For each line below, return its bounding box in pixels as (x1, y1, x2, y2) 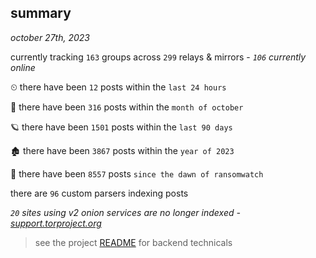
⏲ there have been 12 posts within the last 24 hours (10, 81, 227, 93)
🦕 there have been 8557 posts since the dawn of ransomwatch (10, 167, 264, 180)
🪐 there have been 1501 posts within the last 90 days (10, 121, 233, 133)
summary (10, 5, 72, 22)
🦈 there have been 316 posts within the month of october (10, 101, 244, 113)
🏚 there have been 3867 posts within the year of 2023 (10, 144, 235, 156)
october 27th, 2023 (10, 31, 90, 43)
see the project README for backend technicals (34, 236, 233, 248)
